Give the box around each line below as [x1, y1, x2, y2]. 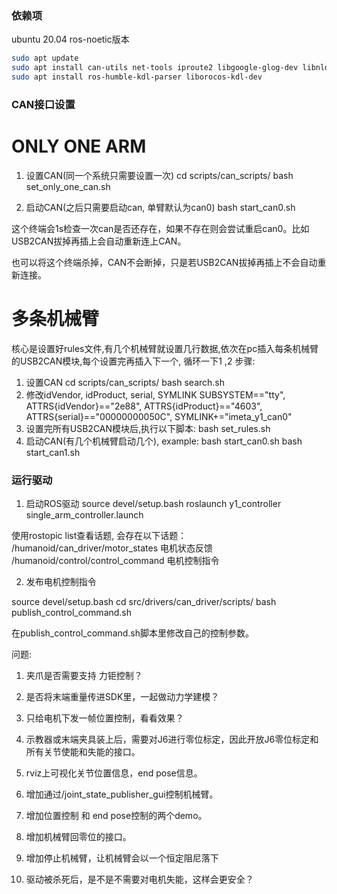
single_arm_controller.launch [25, 509, 144, 521]
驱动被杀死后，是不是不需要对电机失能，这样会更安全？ [25, 873, 254, 886]
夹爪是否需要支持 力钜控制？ [25, 670, 143, 682]
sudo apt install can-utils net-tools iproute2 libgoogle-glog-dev [11, 63, 299, 73]
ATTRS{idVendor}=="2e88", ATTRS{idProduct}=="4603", [25, 400, 263, 412]
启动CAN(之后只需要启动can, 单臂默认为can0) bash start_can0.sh [25, 201, 296, 213]
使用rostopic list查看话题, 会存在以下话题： [11, 530, 188, 542]
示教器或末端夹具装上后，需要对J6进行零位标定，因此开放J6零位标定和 [25, 733, 319, 746]
